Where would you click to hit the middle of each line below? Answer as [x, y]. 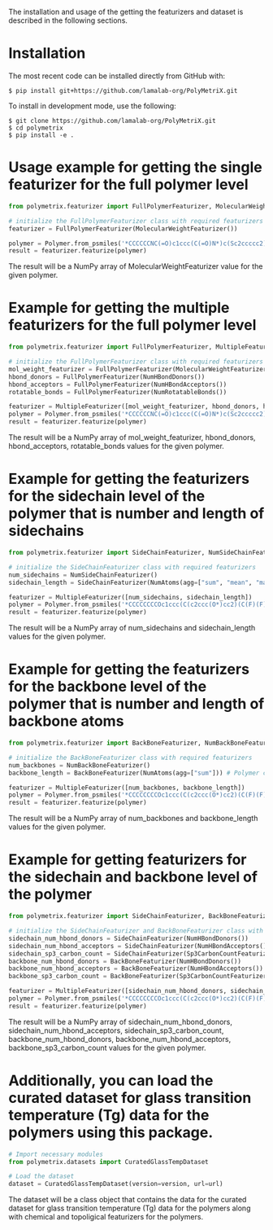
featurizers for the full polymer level [132, 325]
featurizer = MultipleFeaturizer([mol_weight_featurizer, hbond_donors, [134, 406]
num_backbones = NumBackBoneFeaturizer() [80, 765]
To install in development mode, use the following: [92, 106]
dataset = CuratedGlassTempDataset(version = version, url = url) [116, 1184]
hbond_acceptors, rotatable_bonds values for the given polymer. [117, 446]
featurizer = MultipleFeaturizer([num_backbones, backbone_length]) [127, 788]
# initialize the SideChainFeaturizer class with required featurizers [132, 567]
